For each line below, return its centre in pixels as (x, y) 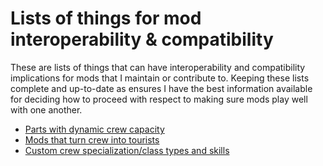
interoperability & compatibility (142, 39)
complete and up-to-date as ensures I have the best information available (161, 88)
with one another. (46, 109)
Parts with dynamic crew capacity (94, 129)
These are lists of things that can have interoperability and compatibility (158, 67)
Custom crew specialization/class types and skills (127, 150)
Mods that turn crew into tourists (92, 139)
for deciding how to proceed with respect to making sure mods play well (159, 99)
